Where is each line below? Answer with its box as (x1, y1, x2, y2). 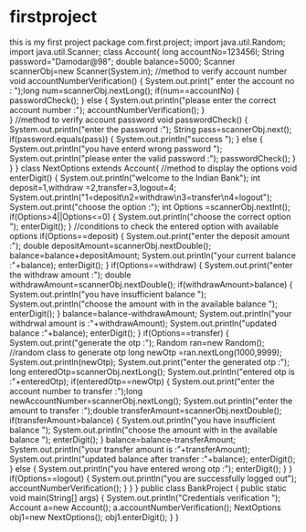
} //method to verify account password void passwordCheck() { (9, 114, 248, 125)
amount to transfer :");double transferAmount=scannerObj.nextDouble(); (9, 404, 282, 416)
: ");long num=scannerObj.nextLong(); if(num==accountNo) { (9, 85, 240, 96)
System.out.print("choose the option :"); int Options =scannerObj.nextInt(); (9, 201, 290, 212)
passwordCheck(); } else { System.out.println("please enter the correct (9, 94, 277, 106)
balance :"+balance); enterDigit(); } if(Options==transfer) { (9, 327, 230, 339)
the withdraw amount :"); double (9, 269, 132, 280)
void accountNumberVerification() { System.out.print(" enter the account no (9, 75, 295, 86)
